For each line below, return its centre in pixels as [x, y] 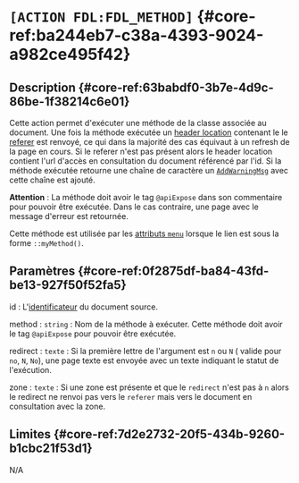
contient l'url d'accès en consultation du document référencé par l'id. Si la [145, 161]
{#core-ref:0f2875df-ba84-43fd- [173, 271]
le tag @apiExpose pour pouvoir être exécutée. [93, 334]
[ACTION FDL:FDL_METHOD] [101, 17]
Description [42, 87]
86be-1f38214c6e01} [70, 102]
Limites [30, 434]
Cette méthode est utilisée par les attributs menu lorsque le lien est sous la [144, 233]
